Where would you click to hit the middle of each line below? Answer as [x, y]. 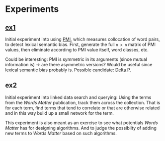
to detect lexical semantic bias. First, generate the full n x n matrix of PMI [80, 45]
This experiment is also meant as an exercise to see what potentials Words [82, 123]
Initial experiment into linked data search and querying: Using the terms [78, 97]
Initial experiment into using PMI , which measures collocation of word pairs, [82, 39]
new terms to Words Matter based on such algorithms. [61, 133]
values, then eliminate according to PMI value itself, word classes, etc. [77, 50]
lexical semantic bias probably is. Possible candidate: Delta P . [68, 70]
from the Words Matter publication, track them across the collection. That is [83, 102]
